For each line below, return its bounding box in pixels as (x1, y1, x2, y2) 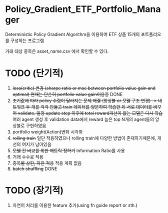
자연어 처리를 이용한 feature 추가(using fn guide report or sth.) (12, 202, 137, 208)
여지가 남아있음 (21, 141, 51, 147)
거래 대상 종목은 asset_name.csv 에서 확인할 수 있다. (5, 48, 109, 54)
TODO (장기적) (5, 185, 64, 196)
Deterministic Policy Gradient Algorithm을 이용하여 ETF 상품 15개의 (5, 31, 140, 37)
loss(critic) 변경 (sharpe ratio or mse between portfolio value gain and (12, 85, 156, 91)
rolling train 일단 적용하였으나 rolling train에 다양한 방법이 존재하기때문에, (12, 135, 156, 141)
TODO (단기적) (5, 67, 64, 79)
